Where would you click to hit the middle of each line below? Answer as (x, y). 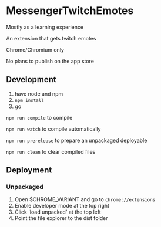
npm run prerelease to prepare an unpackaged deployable (77, 140)
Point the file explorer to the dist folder (61, 218)
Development (31, 79)
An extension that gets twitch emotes (51, 38)
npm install (29, 100)
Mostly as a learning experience (45, 27)
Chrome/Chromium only (35, 50)
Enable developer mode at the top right (62, 206)
